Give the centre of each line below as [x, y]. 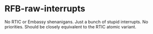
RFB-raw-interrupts [45, 9]
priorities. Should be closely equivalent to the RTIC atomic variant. [70, 26]
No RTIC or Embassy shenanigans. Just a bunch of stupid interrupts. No [76, 22]
